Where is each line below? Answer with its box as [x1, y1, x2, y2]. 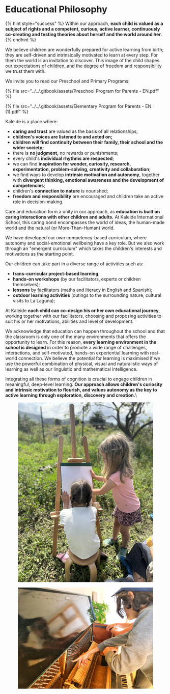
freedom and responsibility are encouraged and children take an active [12, 193, 164, 199]
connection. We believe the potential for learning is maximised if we [18, 355, 160, 361]
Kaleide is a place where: [5, 118, 58, 124]
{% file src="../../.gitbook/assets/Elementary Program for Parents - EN [5, 103, 152, 109]
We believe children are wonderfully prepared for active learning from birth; [5, 46, 164, 52]
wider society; [12, 144, 44, 151]
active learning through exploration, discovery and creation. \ [5, 392, 137, 398]
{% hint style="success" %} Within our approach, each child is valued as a [5, 20, 163, 26]
